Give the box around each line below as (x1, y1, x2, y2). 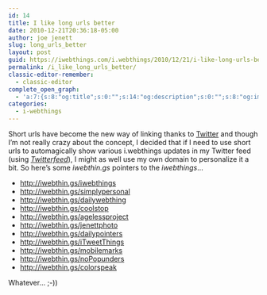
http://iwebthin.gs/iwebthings (19, 178, 117, 187)
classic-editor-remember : (8, 71, 94, 79)
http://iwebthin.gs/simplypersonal (19, 187, 131, 196)
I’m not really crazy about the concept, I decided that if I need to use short (8, 138, 251, 147)
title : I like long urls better (8, 19, 115, 27)
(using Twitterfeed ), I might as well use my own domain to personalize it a (8, 155, 250, 163)
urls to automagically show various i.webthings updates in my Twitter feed (8, 146, 252, 155)
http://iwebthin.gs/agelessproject (19, 212, 129, 221)
